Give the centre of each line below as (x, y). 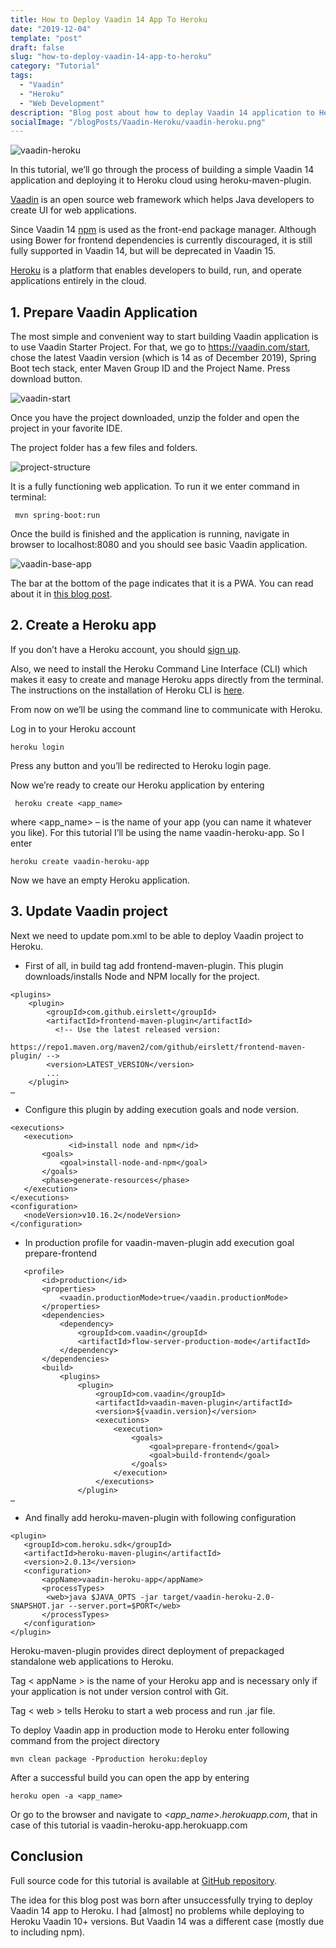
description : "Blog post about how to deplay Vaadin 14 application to (162, 112)
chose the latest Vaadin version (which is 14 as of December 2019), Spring (163, 358)
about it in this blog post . (61, 594)
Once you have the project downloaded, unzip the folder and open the (155, 418)
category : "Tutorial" (55, 66)
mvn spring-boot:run (57, 516)
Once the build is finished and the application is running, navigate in (150, 534)
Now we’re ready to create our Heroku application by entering (137, 785)
